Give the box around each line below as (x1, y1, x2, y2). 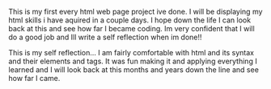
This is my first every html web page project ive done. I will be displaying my (8, 7, 263, 16)
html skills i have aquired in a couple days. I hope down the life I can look (8, 15, 252, 25)
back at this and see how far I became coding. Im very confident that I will (8, 24, 255, 33)
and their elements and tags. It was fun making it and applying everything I (8, 56, 257, 66)
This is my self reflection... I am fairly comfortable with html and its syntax (8, 48, 255, 57)
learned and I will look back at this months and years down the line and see (8, 65, 259, 75)
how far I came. (8, 74, 61, 83)
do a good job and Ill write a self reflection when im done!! (8, 32, 202, 42)
